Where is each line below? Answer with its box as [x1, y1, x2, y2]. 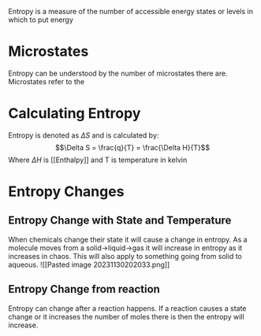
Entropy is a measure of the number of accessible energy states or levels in [8, 7, 254, 16]
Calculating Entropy [8, 105, 141, 123]
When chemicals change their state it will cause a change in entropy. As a [8, 234, 248, 244]
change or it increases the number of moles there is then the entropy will [8, 312, 244, 321]
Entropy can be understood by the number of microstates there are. [8, 68, 228, 78]
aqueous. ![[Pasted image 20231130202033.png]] [8, 260, 170, 269]
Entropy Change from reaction [8, 282, 160, 296]
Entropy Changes [8, 183, 125, 201]
